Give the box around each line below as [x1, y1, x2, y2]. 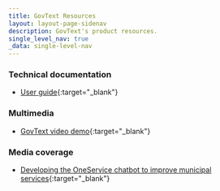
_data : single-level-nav [8, 42, 93, 50]
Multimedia [8, 107, 54, 119]
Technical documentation [8, 69, 112, 80]
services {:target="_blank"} [19, 174, 110, 184]
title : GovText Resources [8, 11, 96, 20]
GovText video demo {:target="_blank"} [19, 126, 151, 136]
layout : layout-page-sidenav [8, 20, 107, 28]
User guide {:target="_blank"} [19, 87, 119, 98]
